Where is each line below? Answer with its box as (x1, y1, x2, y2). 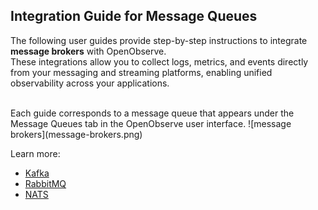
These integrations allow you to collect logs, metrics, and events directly (10, 55, 309, 68)
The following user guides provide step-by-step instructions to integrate (10, 34, 308, 46)
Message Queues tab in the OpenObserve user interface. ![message (10, 117, 292, 129)
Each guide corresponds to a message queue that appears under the (10, 107, 295, 119)
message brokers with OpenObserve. (10, 45, 167, 57)
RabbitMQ (24, 177, 67, 189)
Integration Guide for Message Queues (10, 8, 258, 25)
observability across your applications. (10, 77, 170, 89)
